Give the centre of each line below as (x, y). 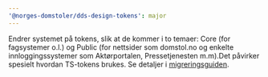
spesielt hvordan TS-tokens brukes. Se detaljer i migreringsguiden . (119, 64)
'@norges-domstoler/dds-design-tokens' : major (87, 16)
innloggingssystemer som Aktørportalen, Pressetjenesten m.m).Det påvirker (134, 55)
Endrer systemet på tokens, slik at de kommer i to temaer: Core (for (120, 38)
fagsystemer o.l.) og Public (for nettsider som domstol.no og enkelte (121, 47)
